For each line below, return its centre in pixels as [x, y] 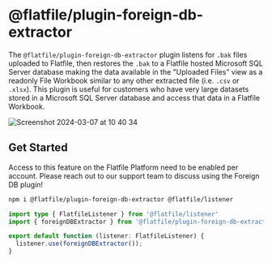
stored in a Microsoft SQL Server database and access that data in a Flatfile [134, 97]
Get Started [38, 148]
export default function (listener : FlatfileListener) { [106, 236]
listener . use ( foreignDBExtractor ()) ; [79, 244]
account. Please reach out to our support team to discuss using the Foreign [134, 175]
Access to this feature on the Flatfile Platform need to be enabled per [123, 167]
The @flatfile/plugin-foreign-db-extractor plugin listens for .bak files [128, 54]
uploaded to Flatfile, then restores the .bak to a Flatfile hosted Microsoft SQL [136, 63]
